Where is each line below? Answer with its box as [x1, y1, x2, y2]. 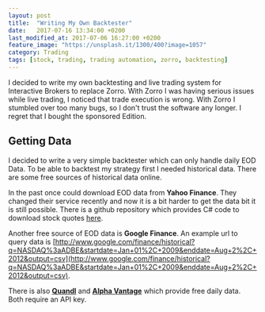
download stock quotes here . [8, 213, 104, 222]
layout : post [8, 11, 51, 20]
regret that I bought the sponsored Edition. [8, 111, 147, 121]
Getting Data [8, 134, 72, 148]
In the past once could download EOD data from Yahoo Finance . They [8, 187, 237, 197]
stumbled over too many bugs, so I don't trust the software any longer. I [8, 102, 241, 112]
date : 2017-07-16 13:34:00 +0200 [8, 26, 126, 34]
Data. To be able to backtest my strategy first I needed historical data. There [8, 164, 257, 173]
